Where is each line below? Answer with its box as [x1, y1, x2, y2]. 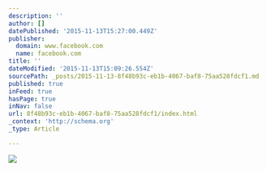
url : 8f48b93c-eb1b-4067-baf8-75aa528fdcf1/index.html [8, 110, 198, 118]
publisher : [8, 34, 45, 43]
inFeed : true [8, 87, 53, 96]
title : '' [8, 58, 42, 66]
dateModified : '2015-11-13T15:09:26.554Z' [8, 65, 154, 73]
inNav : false [8, 102, 53, 110]
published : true [8, 79, 63, 88]
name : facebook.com [15, 49, 82, 58]
